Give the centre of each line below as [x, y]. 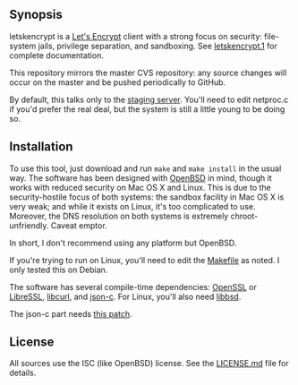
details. [23, 373]
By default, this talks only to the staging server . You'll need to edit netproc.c [149, 99]
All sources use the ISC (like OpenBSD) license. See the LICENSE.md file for [149, 364]
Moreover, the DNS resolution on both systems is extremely [119, 216]
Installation [41, 147]
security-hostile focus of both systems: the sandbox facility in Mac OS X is [147, 197]
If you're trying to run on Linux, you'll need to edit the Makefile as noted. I [145, 260]
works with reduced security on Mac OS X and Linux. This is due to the [140, 187]
